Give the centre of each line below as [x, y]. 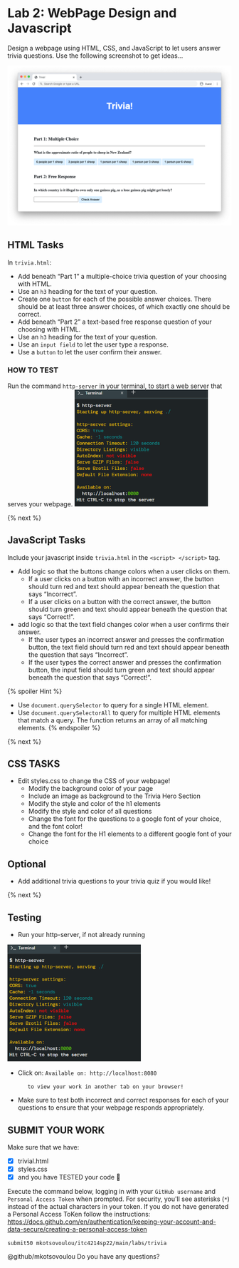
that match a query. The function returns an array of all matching [112, 720]
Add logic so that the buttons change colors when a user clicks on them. [124, 571]
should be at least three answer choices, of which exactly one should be [124, 306]
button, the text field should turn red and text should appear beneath [129, 647]
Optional [27, 864]
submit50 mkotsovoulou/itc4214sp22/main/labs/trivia [87, 1243]
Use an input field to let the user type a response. [93, 344]
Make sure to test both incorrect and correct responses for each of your [123, 1100]
